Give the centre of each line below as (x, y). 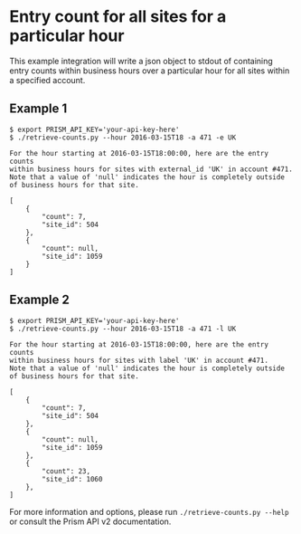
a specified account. (47, 80)
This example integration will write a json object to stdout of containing (141, 61)
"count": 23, (66, 471)
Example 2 (39, 300)
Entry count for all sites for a (118, 17)
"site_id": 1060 (72, 479)
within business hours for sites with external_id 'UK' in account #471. (151, 169)
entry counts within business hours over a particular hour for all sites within (150, 71)
